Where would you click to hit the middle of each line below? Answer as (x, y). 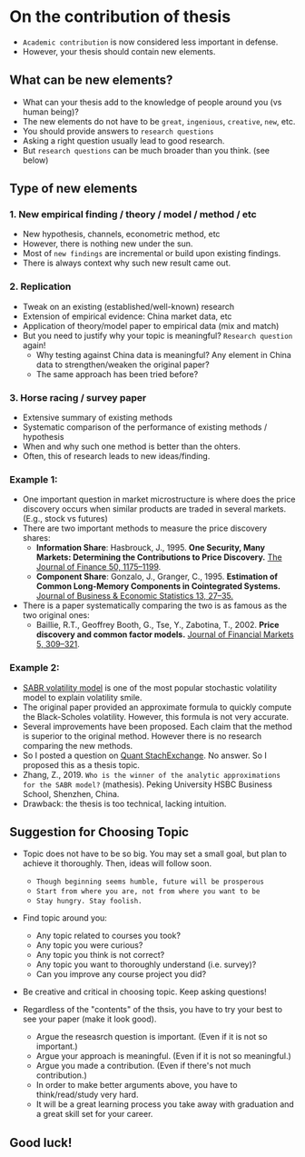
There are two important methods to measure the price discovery (145, 528)
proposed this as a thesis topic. (81, 764)
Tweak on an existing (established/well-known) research (128, 306)
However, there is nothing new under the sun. (108, 244)
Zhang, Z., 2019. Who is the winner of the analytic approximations (152, 774)
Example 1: (34, 479)
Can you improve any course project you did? (121, 974)
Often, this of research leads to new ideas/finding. (116, 456)
